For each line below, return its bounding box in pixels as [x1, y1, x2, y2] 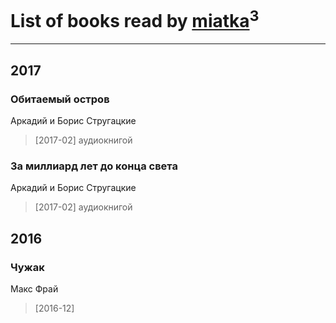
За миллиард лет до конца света [10, 159, 178, 173]
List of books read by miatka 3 [10, 6, 260, 33]
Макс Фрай [10, 282, 59, 295]
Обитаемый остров [10, 92, 110, 106]
